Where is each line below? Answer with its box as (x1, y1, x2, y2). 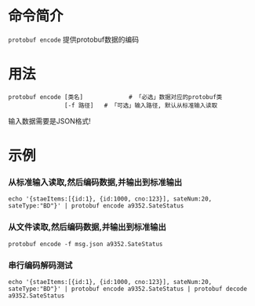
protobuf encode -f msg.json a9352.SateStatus (8, 240, 163, 248)
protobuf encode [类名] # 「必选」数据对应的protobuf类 (8, 93, 223, 101)
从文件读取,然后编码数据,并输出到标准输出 (8, 222, 166, 233)
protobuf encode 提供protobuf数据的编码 (8, 35, 140, 44)
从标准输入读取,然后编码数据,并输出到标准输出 (8, 176, 183, 187)
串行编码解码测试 (8, 260, 73, 271)
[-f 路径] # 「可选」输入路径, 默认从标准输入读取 (64, 101, 218, 109)
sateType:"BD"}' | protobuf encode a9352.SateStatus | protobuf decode (8, 285, 247, 293)
